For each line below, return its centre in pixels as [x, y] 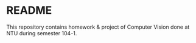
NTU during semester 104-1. [42, 33]
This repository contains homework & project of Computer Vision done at [98, 27]
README [29, 10]
